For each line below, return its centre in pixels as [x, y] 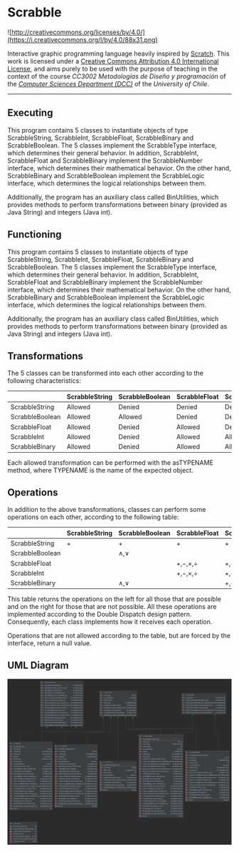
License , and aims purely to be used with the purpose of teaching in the [113, 68]
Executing [30, 113]
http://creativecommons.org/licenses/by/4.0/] [79, 32]
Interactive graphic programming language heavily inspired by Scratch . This [118, 53]
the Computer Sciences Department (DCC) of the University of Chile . [108, 83]
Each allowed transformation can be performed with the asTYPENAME [110, 462]
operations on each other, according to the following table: [93, 517]
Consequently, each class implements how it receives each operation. [110, 622]
